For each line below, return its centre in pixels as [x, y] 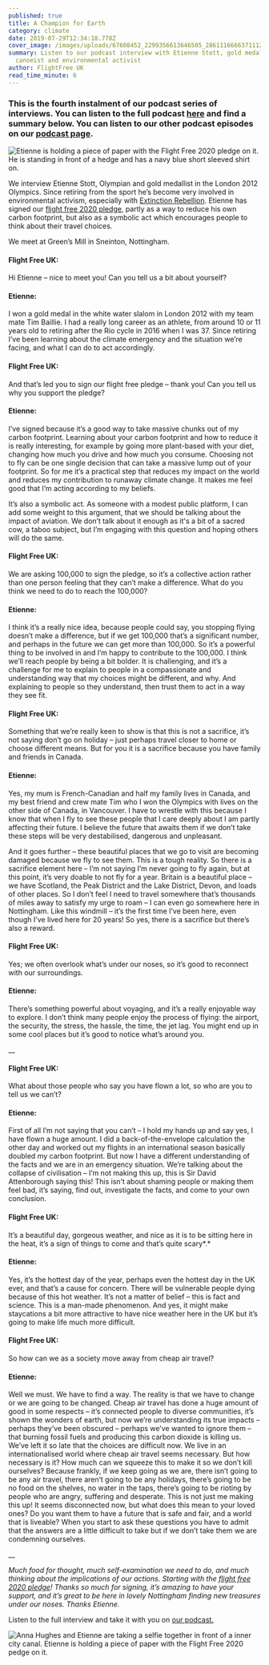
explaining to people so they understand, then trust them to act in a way [127, 687]
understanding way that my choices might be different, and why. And [122, 679]
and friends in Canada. [46, 757]
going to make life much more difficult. [72, 1322]
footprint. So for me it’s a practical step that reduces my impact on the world [134, 471]
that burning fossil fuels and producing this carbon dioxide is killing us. [125, 1437]
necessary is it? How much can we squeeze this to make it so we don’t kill [130, 1462]
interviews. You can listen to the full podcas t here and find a [127, 113]
